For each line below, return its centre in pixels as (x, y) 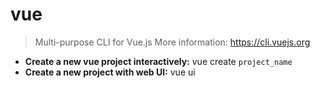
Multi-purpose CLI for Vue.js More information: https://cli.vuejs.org (172, 42)
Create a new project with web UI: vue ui (110, 72)
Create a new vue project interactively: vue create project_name (158, 61)
